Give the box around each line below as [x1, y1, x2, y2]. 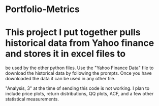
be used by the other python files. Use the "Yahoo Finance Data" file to [5, 65, 154, 71]
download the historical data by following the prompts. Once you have [5, 70, 152, 76]
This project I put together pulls [5, 27, 141, 38]
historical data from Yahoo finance [5, 37, 154, 49]
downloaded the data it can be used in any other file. [5, 76, 116, 82]
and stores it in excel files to [5, 48, 126, 60]
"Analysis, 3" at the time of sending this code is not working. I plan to [5, 85, 150, 91]
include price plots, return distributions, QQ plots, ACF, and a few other [5, 91, 154, 97]
